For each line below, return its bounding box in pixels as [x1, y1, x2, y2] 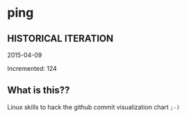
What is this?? [7, 85, 70, 96]
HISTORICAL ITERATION [7, 33, 114, 44]
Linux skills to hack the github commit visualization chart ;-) [7, 103, 180, 111]
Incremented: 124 [7, 65, 58, 72]
